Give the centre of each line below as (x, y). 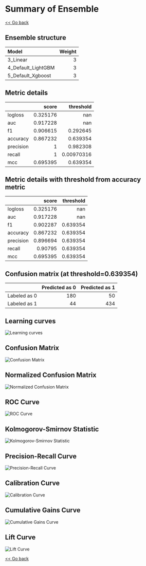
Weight (68, 51)
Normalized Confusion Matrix (51, 375)
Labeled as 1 (22, 304)
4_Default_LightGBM (31, 68)
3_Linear (18, 59)
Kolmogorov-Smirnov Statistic (52, 429)
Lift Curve (20, 538)
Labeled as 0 (22, 296)
